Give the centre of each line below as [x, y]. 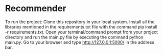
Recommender [36, 8]
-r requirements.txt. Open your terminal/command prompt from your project [81, 32]
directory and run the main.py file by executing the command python [74, 37]
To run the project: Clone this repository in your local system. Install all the [80, 22]
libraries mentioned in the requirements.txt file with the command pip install [81, 27]
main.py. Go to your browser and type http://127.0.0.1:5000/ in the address [80, 42]
